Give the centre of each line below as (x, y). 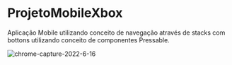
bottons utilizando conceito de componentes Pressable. (88, 40)
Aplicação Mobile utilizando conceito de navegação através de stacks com (116, 32)
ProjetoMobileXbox (65, 13)
